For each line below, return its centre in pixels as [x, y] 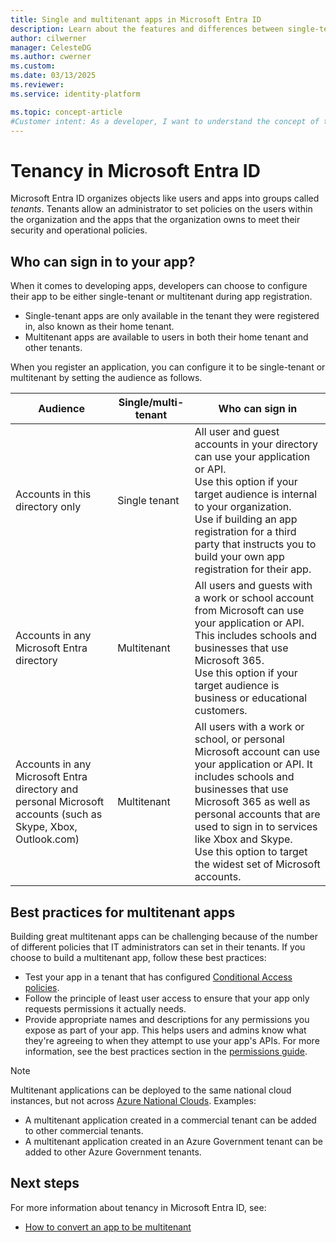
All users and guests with [253, 586]
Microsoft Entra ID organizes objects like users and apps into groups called [165, 198]
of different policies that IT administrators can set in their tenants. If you [158, 947]
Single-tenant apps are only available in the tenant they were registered [172, 316]
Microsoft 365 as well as [252, 802]
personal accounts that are [257, 814]
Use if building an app [246, 519]
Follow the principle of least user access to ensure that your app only [167, 998]
